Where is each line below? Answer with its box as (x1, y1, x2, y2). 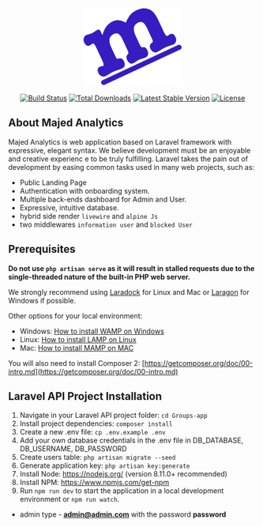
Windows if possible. (8, 295, 77, 305)
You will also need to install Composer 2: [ (8, 358, 145, 367)
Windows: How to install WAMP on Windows (19, 326, 164, 336)
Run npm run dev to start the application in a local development (19, 486, 224, 495)
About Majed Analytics (8, 116, 124, 130)
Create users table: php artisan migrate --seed (19, 453, 176, 462)
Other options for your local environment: (8, 311, 143, 320)
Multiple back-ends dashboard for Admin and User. (19, 194, 187, 204)
